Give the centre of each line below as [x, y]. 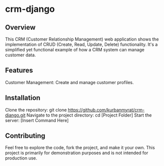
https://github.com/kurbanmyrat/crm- [106, 110]
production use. [21, 158]
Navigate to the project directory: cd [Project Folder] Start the [89, 115]
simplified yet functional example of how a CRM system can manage [75, 50]
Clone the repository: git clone [36, 110]
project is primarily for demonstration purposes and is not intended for [77, 153]
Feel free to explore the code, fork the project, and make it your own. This [80, 148]
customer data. [20, 55]
